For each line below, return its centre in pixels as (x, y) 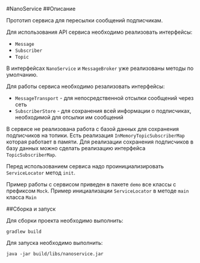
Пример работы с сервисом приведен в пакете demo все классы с (91, 184)
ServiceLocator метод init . (41, 173)
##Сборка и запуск (31, 209)
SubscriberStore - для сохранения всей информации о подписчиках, (103, 111)
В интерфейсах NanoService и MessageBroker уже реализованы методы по (100, 68)
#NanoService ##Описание (41, 9)
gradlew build (24, 232)
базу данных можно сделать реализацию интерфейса (76, 148)
